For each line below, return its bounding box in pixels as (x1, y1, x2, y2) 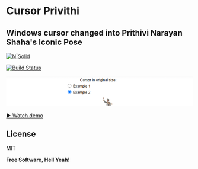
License (6, 129, 36, 139)
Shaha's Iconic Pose (6, 37, 83, 47)
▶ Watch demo (6, 111, 43, 119)
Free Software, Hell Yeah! (6, 156, 70, 164)
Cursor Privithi (6, 4, 80, 18)
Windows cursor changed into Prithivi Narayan (6, 28, 183, 38)
